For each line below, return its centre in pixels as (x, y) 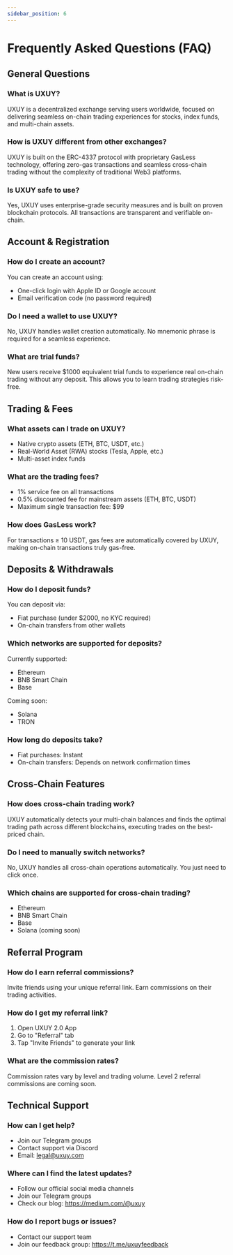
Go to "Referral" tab (46, 1035)
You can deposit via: (37, 604)
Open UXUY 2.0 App (47, 1028)
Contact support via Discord (58, 1148)
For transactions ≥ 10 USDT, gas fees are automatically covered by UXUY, (113, 540)
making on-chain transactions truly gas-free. (71, 547)
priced (17, 834)
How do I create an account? (56, 262)
